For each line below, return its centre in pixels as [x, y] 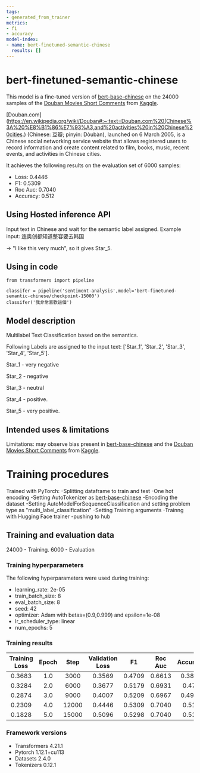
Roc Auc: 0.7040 [35, 189]
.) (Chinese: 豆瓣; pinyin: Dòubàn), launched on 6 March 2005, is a [104, 134]
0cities [14, 134]
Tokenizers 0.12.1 [35, 765]
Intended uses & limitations [58, 429]
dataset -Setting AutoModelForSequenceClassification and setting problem [98, 503]
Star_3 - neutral [25, 388]
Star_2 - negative [27, 376]
